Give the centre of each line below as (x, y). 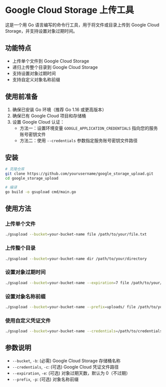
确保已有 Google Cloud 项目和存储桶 (49, 116)
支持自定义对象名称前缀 (36, 79)
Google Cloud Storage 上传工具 (70, 10)
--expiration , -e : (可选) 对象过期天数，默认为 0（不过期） (71, 373)
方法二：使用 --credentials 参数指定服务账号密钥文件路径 (79, 140)
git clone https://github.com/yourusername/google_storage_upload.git (79, 174)
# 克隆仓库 (15, 169)
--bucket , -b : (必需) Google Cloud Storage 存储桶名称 (66, 361)
